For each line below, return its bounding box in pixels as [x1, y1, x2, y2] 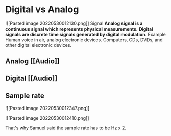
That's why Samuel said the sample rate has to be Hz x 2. [5, 125, 126, 131]
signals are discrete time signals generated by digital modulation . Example [5, 31, 166, 37]
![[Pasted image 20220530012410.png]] [5, 115, 89, 121]
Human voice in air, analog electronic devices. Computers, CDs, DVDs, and [5, 37, 163, 43]
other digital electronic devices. [5, 42, 72, 48]
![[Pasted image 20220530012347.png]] [5, 105, 90, 111]
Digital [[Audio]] [5, 74, 58, 83]
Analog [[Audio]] [5, 57, 60, 66]
